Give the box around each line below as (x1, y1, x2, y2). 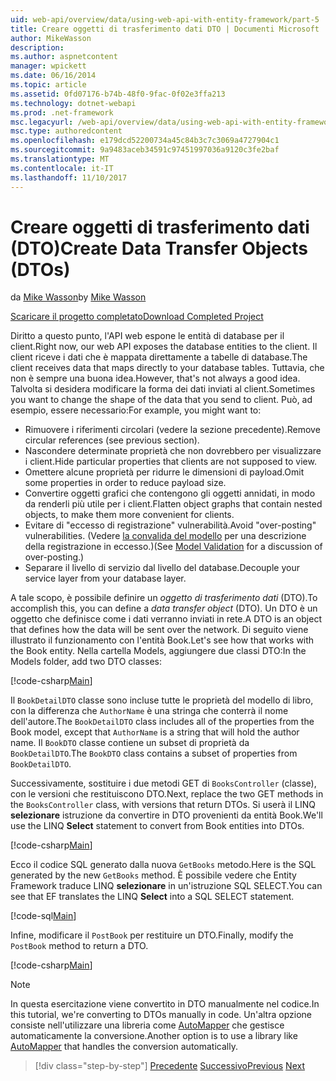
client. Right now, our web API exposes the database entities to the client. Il (10, 341, 318, 353)
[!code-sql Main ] (10, 910, 77, 922)
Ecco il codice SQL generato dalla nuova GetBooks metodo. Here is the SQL (10, 859, 317, 871)
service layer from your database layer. (24, 572, 187, 585)
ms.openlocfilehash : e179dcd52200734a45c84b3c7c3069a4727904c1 (10, 136, 280, 146)
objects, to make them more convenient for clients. (24, 509, 235, 521)
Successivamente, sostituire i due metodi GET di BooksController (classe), (10, 777, 317, 790)
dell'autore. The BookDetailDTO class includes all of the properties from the (10, 716, 315, 728)
